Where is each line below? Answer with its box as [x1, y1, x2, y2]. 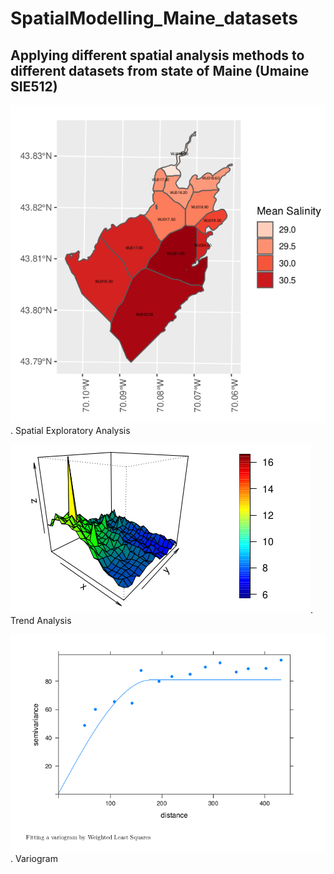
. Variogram [10, 853, 58, 865]
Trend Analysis [10, 614, 72, 626]
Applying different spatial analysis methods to [10, 47, 305, 64]
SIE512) [10, 78, 58, 95]
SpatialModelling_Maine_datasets [10, 7, 298, 30]
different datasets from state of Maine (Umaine [10, 62, 310, 79]
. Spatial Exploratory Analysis [10, 424, 131, 436]
